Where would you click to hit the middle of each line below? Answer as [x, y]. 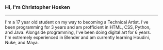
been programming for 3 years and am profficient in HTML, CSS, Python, [78, 27]
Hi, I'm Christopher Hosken [38, 7]
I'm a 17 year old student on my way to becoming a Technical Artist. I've [77, 22]
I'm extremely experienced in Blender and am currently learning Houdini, [78, 37]
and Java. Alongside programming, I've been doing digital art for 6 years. [78, 32]
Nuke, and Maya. [22, 43]
